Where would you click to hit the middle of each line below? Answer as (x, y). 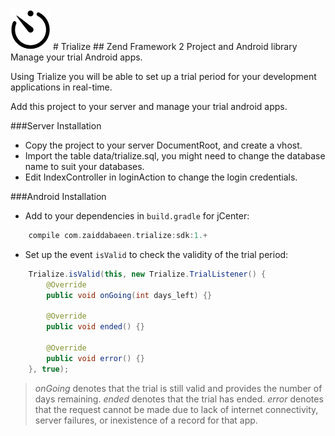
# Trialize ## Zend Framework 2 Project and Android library (175, 46)
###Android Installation (58, 196)
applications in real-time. (61, 87)
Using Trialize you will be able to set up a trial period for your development (163, 76)
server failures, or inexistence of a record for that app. (146, 420)
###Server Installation (56, 126)
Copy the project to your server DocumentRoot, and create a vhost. (163, 145)
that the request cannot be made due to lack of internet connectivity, (176, 409)
